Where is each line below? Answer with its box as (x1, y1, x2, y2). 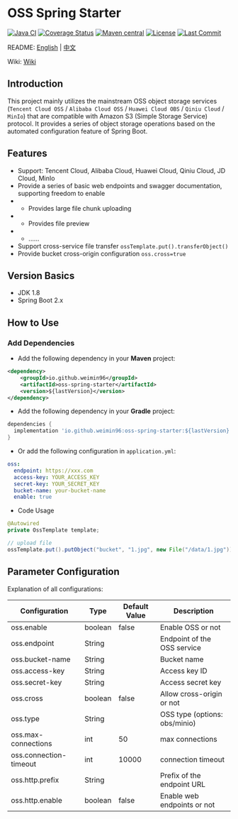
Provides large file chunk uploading (28, 204, 132, 212)
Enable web (159, 791, 200, 801)
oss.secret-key (11, 677, 62, 687)
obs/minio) (159, 718, 196, 728)
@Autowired (7, 520, 40, 527)
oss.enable (11, 622, 47, 632)
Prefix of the (159, 770, 201, 780)
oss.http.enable (11, 795, 62, 805)
